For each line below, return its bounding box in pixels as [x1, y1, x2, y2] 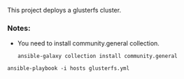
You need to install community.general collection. [17, 39, 160, 48]
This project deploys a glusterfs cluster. [7, 6, 121, 14]
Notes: [7, 23, 31, 33]
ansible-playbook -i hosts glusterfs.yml [7, 65, 130, 72]
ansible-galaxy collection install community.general [17, 52, 178, 60]
